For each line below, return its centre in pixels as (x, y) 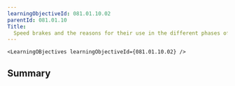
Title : (17, 26)
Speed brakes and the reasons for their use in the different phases (117, 33)
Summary (29, 73)
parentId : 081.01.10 (37, 20)
